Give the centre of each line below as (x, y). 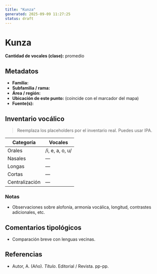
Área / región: (26, 93)
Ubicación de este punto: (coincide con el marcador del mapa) (75, 98)
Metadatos (22, 71)
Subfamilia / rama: (31, 88)
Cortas (15, 174)
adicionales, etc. (28, 212)
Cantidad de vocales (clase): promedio (45, 56)
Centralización (24, 182)
